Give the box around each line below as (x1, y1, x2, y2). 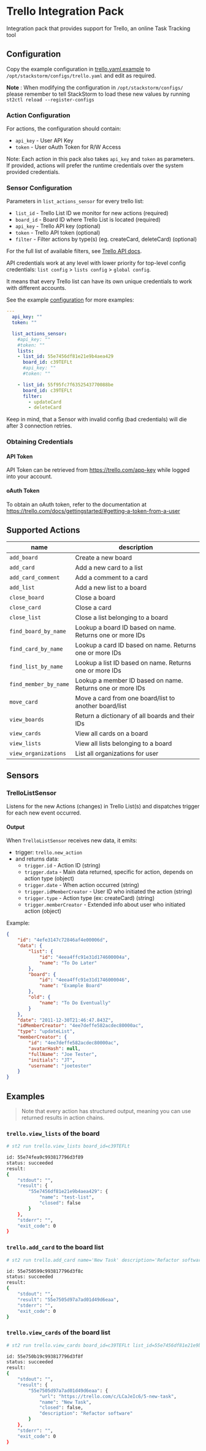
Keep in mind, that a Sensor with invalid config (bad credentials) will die (6, 416, 187, 423)
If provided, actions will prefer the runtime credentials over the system (6, 162, 184, 170)
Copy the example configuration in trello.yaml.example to (6, 65, 151, 72)
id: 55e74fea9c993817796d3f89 (6, 1154, 84, 1160)
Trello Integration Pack (6, 4, 124, 18)
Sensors (6, 770, 39, 781)
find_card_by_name (9, 646, 63, 652)
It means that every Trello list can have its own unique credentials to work (6, 278, 192, 285)
